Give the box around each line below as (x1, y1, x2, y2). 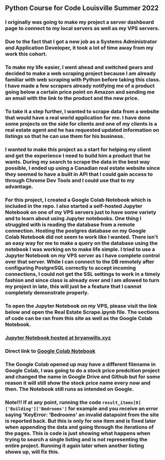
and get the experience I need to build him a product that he (5, 152, 151, 159)
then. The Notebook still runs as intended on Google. (5, 385, 134, 392)
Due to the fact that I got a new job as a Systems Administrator (5, 38, 158, 45)
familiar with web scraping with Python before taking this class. (5, 76, 161, 83)
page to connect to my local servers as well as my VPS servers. (5, 25, 160, 32)
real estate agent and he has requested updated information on (5, 127, 159, 134)
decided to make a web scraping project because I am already (5, 70, 156, 77)
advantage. (5, 183, 33, 190)
